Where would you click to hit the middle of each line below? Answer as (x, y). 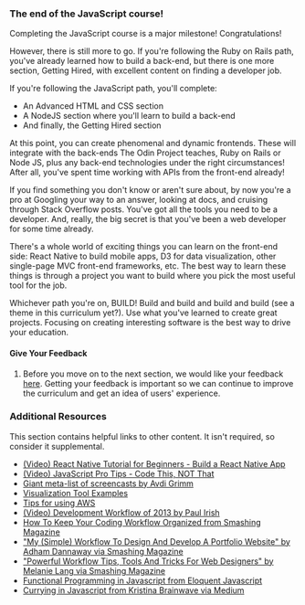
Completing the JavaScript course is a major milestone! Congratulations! (146, 34)
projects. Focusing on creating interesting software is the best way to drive (150, 323)
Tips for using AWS (59, 503)
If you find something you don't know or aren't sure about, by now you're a (150, 190)
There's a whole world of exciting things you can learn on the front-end (144, 247)
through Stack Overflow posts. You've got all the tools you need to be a (144, 209)
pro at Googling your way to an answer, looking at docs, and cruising (139, 200)
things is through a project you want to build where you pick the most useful (152, 276)
